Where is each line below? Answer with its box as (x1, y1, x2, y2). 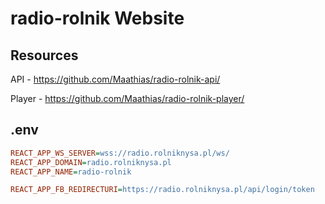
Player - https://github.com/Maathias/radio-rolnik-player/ (10, 93, 245, 104)
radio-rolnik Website (10, 7, 185, 30)
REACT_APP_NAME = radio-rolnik (10, 167, 132, 177)
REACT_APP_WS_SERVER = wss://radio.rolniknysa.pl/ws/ (10, 148, 230, 158)
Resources (10, 47, 79, 64)
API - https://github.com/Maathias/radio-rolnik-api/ (10, 73, 221, 85)
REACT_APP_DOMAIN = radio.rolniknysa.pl (10, 157, 172, 167)
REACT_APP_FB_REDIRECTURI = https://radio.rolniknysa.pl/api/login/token (10, 185, 315, 195)
